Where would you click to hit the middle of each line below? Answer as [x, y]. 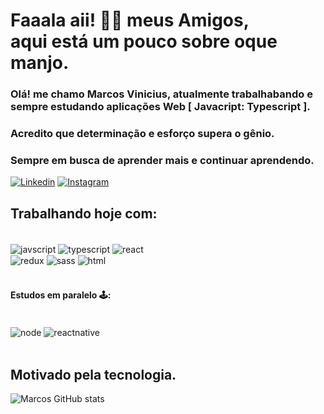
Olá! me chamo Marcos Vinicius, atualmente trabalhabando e [161, 94]
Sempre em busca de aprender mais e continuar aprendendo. [162, 160]
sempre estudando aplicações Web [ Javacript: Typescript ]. [160, 107]
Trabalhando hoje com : [84, 213]
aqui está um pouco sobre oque [144, 41]
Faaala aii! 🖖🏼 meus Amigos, [130, 20]
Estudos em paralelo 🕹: [61, 295]
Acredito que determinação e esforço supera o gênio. [142, 134]
